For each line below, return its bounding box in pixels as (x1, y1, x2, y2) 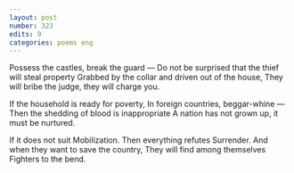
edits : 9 (9, 29, 42, 38)
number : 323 (9, 21, 53, 30)
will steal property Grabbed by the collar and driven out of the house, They (9, 72, 283, 83)
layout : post (9, 12, 58, 22)
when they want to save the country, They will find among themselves (9, 144, 266, 155)
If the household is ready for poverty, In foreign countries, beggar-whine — (9, 99, 285, 110)
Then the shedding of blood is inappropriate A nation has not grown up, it (9, 108, 279, 119)
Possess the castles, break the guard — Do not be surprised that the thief (9, 62, 279, 73)
